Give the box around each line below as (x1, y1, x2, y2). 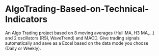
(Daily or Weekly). (5, 45, 41, 51)
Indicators (5, 14, 48, 25)
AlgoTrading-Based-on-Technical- (5, 3, 149, 15)
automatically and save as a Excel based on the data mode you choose (5, 40, 149, 46)
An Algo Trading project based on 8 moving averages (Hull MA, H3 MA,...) (5, 30, 155, 36)
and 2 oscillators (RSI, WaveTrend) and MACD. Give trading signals (5, 35, 140, 41)
